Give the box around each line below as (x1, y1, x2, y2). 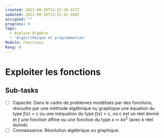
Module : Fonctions (5, 40, 44, 45)
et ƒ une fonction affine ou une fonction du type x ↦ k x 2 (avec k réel (12, 116, 153, 123)
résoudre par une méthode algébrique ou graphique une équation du (12, 105, 155, 111)
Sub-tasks (5, 86, 39, 95)
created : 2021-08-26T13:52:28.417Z (5, 7, 80, 13)
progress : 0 (5, 21, 30, 27)
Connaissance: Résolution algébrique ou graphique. (12, 127, 120, 133)
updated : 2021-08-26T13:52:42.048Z (5, 12, 80, 17)
